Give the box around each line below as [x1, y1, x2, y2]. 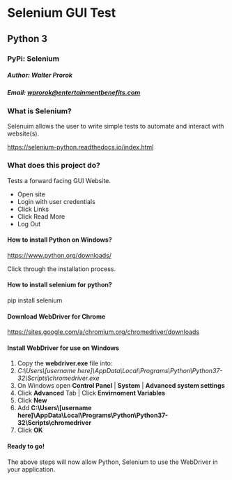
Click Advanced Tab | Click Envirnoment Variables [17, 389, 166, 398]
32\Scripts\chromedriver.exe [17, 374, 100, 382]
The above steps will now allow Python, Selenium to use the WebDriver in [7, 458, 218, 466]
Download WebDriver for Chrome [7, 312, 106, 321]
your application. [7, 465, 56, 473]
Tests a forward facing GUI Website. [7, 176, 111, 184]
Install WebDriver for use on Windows [7, 344, 120, 352]
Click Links [17, 205, 49, 213]
